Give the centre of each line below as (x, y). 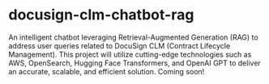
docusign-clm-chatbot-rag (101, 15)
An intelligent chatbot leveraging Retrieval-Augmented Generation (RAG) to (133, 37)
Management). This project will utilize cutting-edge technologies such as (130, 54)
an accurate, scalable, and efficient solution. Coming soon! (107, 71)
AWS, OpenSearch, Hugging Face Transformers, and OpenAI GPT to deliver (134, 63)
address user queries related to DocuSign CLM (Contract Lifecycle (120, 45)
